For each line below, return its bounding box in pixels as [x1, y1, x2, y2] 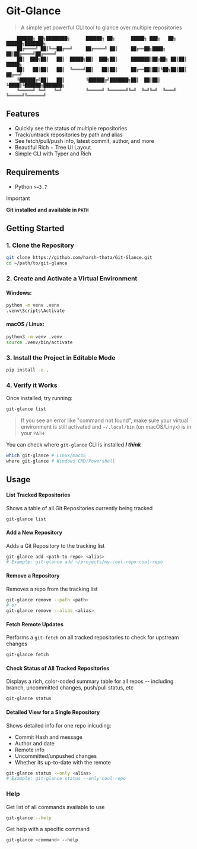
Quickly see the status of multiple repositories [14, 124, 128, 132]
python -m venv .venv [6, 302, 60, 308]
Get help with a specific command [6, 826, 90, 833]
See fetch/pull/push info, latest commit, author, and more [14, 137, 154, 144]
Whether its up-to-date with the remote [14, 759, 112, 766]
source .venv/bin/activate [6, 339, 73, 345]
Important [6, 195, 30, 202]
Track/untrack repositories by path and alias [14, 131, 123, 138]
